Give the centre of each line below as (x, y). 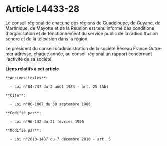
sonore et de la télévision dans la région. (47, 39)
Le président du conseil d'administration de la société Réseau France (76, 48)
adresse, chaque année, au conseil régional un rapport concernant (83, 54)
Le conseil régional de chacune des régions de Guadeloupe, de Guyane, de (83, 23)
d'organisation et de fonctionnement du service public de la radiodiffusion (82, 33)
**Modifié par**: (23, 130)
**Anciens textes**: (27, 78)
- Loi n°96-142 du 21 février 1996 (47, 122)
